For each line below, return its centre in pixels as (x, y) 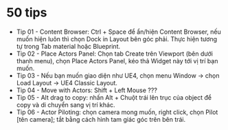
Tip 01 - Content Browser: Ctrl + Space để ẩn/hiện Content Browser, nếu (118, 32)
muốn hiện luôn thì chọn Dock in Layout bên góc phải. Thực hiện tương (117, 39)
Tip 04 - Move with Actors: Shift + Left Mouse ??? (87, 90)
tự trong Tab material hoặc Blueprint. (68, 46)
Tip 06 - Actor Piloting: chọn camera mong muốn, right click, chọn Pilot (117, 112)
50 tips (27, 13)
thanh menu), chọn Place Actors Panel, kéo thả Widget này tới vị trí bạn (117, 61)
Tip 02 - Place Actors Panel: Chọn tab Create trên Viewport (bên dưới (115, 54)
